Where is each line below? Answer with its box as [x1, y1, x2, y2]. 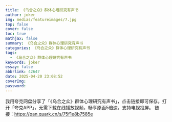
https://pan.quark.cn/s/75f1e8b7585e [14, 111, 93, 117]
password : [5, 83, 27, 88]
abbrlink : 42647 [5, 69, 40, 75]
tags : [5, 50, 17, 55]
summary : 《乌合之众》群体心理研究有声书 [5, 41, 83, 46]
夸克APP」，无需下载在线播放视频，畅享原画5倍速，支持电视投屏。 [14, 104, 154, 110]
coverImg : [5, 79, 27, 84]
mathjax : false [5, 36, 38, 41]
